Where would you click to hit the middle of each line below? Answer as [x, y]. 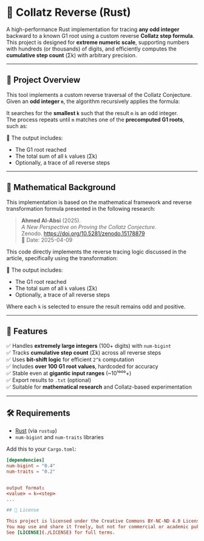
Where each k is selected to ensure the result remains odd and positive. [96, 306]
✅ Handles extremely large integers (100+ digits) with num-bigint [89, 346]
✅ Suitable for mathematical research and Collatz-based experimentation [99, 387]
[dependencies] [25, 460]
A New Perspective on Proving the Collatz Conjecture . [89, 227]
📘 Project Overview [43, 80]
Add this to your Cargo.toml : [42, 449]
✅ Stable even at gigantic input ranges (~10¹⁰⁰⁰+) [69, 373]
